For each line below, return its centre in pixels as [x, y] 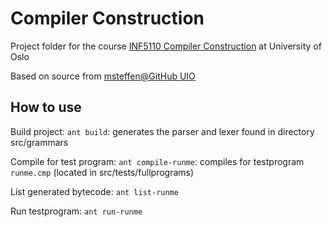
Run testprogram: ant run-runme [76, 211]
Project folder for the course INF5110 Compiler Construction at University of [166, 46]
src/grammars [39, 142]
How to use [46, 107]
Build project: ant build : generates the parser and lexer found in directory [162, 131]
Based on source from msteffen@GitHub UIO [103, 76]
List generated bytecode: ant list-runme [94, 191]
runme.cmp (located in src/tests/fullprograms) [102, 172]
